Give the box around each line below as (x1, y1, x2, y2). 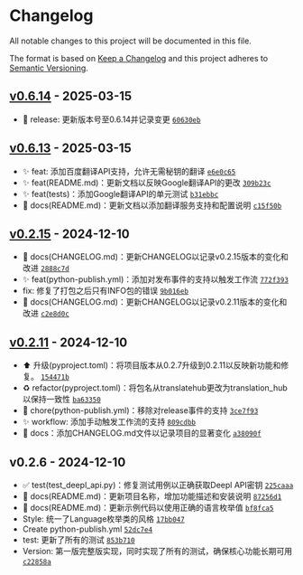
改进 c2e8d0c (22, 308, 69, 319)
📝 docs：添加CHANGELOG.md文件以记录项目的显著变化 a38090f (22, 428, 262, 438)
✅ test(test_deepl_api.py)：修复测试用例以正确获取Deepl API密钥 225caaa (22, 480, 294, 490)
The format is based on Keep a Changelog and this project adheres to (9, 52, 269, 63)
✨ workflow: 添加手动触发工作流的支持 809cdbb (22, 417, 197, 428)
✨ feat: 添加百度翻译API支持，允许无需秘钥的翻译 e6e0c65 (22, 165, 236, 176)
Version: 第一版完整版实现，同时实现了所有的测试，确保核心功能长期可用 (22, 546, 293, 556)
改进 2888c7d (22, 263, 69, 274)
